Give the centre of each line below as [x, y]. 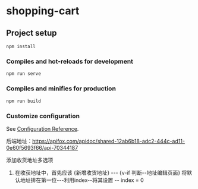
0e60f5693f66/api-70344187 [42, 147]
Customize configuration [43, 116]
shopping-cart [43, 11]
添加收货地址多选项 [30, 160]
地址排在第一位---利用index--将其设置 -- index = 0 [82, 180]
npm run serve [24, 74]
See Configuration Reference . [43, 128]
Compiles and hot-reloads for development [70, 61]
